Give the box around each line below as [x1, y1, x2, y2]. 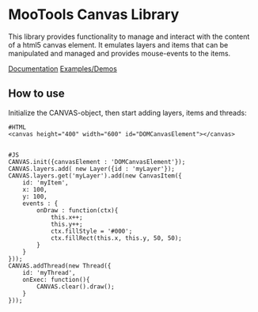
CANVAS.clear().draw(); [36, 283, 115, 291]
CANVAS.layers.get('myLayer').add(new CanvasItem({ [8, 172, 182, 180]
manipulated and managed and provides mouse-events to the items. [8, 48, 231, 58]
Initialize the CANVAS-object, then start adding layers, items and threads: [8, 108, 247, 117]
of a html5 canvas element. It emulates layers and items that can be [8, 40, 229, 49]
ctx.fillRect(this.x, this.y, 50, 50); [50, 234, 182, 242]
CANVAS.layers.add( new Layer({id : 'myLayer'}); [8, 165, 176, 173]
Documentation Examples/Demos [8, 63, 117, 73]
